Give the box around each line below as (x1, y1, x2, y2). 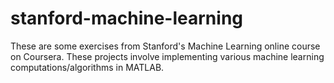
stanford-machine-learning (10, 7, 243, 30)
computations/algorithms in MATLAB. (10, 61, 165, 73)
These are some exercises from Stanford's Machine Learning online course (10, 40, 321, 52)
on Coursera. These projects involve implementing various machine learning (10, 50, 325, 62)
